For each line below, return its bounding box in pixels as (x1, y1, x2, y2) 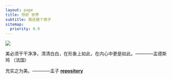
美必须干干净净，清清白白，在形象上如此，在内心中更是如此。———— (5, 50, 154, 57)
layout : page (5, 7, 33, 13)
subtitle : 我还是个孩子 (5, 17, 51, 22)
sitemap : (5, 21, 24, 27)
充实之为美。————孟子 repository (5, 68, 83, 74)
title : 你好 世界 (5, 12, 39, 17)
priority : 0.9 (10, 27, 40, 32)
